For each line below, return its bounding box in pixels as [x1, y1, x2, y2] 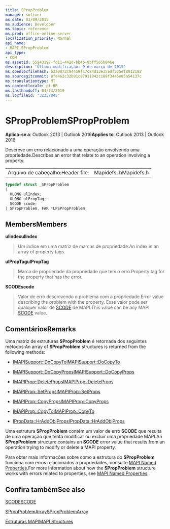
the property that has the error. [17, 274, 83, 280]
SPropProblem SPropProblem [5, 115, 130, 126]
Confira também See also [5, 485, 85, 494]
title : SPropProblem [5, 7, 49, 13]
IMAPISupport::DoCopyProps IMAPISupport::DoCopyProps [12, 369, 134, 375]
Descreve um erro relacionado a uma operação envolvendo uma [5, 147, 140, 153]
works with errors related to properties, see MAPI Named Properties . [5, 470, 149, 477]
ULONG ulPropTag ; [10, 196, 47, 201]
